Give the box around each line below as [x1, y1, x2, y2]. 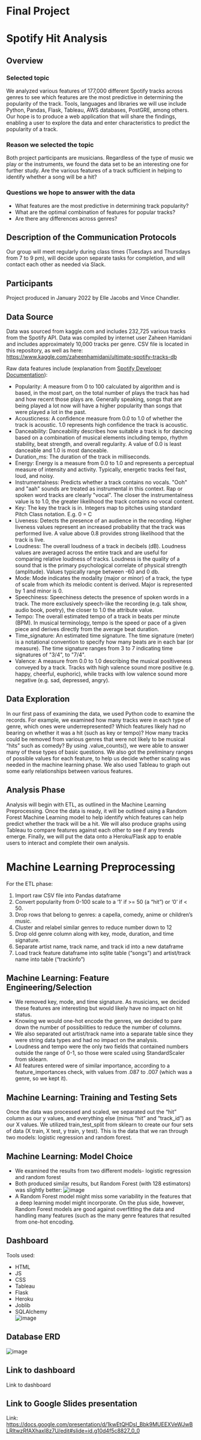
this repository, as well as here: [6, 347, 83, 354]
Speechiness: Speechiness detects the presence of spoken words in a [14, 594, 189, 601]
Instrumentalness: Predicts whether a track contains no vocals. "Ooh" [14, 479, 188, 486]
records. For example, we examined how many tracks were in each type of [6, 716, 191, 724]
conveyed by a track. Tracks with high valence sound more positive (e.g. [14, 664, 195, 671]
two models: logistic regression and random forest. [6, 1134, 132, 1141]
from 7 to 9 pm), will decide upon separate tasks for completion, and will [6, 254, 185, 262]
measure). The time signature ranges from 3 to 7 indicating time [14, 645, 173, 652]
